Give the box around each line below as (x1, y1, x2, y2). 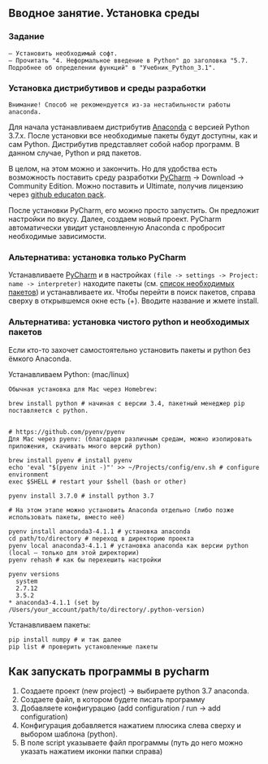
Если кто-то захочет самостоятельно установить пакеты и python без (8, 345, 251, 354)
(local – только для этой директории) (8, 549, 140, 557)
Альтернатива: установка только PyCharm (8, 251, 187, 263)
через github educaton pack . (8, 189, 106, 199)
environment (8, 471, 49, 479)
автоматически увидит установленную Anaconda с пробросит (8, 223, 226, 232)
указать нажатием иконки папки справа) (19, 747, 163, 757)
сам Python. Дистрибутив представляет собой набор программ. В (8, 139, 240, 149)
